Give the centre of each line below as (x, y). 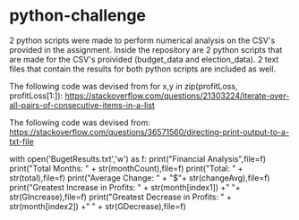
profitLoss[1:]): (36, 96)
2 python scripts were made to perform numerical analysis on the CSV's (142, 40)
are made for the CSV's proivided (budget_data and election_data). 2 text (144, 59)
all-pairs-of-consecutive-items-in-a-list (82, 105)
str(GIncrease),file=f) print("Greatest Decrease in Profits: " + (121, 197)
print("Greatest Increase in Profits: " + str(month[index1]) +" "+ (125, 187)
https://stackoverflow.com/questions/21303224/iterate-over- (177, 96)
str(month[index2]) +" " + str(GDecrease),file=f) (98, 206)
